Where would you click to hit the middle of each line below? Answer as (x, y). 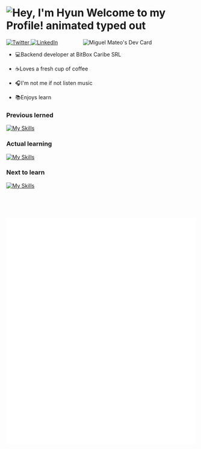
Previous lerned (30, 115)
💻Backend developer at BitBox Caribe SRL (68, 54)
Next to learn (26, 173)
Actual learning (29, 144)
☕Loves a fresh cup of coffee (51, 69)
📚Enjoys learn (33, 97)
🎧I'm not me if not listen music (54, 83)
